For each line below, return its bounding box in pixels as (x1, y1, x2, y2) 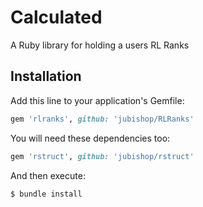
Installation (10, 68, 82, 85)
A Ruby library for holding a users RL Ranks (10, 39, 190, 51)
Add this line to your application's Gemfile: (10, 94, 185, 106)
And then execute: (10, 169, 86, 181)
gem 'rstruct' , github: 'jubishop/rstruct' (10, 151, 195, 161)
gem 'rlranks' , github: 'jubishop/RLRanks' (10, 114, 195, 124)
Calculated (10, 6, 103, 29)
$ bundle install (10, 189, 83, 199)
